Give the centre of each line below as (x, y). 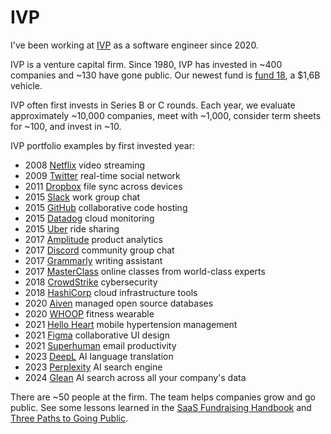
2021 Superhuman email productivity (100, 345)
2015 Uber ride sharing (72, 228)
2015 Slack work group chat (82, 197)
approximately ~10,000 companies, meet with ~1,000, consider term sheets (166, 115)
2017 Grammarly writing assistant (93, 260)
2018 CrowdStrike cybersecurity (91, 282)
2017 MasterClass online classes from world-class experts (145, 271)
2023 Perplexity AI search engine (93, 367)
